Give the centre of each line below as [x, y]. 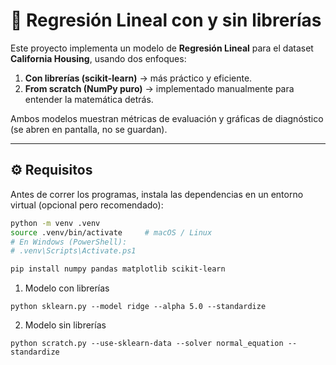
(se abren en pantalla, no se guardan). [89, 129]
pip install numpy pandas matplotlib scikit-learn [118, 269]
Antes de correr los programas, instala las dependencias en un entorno [157, 194]
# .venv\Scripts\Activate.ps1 [73, 251]
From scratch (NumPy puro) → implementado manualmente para [159, 88]
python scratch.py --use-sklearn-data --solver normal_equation [147, 344]
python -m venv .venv [55, 223]
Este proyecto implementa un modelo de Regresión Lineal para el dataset [162, 48]
